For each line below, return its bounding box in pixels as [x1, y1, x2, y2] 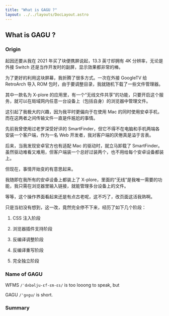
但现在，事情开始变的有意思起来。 [5, 166, 76, 172]
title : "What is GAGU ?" [5, 7, 57, 13]
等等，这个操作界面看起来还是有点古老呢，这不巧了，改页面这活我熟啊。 [5, 194, 155, 200]
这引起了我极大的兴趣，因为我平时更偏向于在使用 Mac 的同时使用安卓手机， [5, 109, 162, 115]
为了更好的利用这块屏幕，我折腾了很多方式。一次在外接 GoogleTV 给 [5, 75, 147, 81]
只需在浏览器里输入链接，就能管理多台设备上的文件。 [18, 183, 129, 189]
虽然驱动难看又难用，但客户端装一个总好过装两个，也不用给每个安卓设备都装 [5, 149, 164, 155]
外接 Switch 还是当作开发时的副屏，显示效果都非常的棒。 [5, 64, 123, 70]
